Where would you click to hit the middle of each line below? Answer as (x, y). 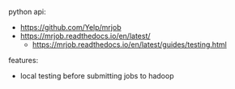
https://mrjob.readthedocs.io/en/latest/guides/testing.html (129, 44)
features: (23, 60)
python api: (27, 12)
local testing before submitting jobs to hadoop (97, 76)
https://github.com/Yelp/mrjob (70, 27)
